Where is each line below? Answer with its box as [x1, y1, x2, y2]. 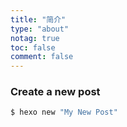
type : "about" [10, 24, 70, 34]
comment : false [10, 52, 74, 62]
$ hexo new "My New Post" [10, 107, 118, 118]
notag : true [10, 33, 60, 43]
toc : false [10, 42, 56, 53]
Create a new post [10, 85, 101, 99]
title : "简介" [10, 14, 67, 25]
